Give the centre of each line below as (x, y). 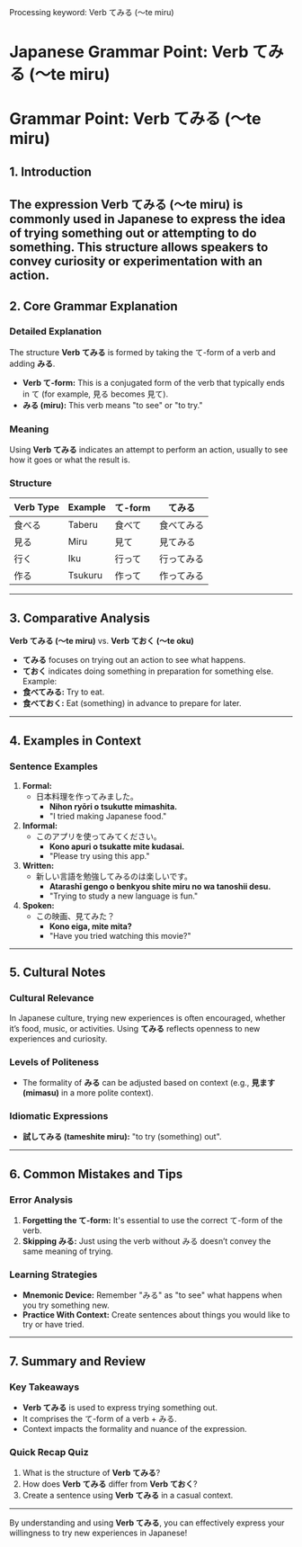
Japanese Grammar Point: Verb (129, 52)
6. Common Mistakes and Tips (96, 1174)
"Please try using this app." (99, 855)
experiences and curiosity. (58, 1038)
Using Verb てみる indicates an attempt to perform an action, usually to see (149, 450)
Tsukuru (85, 576)
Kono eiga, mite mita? (90, 926)
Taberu (83, 525)
